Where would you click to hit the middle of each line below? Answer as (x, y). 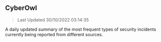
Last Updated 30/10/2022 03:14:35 (53, 20)
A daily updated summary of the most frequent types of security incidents (81, 29)
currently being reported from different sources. (54, 34)
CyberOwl (21, 8)
